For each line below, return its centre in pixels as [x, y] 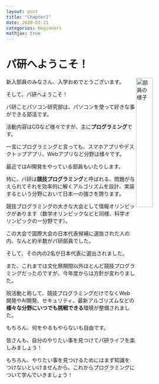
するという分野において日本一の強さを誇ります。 [65, 194]
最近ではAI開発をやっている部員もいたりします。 [65, 167]
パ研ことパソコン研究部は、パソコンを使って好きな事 [71, 107]
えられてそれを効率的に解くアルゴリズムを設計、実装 [70, 187]
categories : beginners [34, 28]
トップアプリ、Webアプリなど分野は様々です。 [68, 154]
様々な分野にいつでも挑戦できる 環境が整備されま [65, 308]
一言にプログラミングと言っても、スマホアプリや [65, 147]
